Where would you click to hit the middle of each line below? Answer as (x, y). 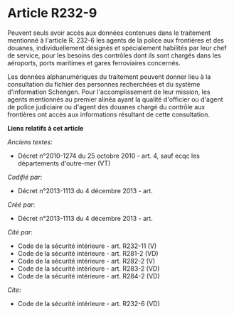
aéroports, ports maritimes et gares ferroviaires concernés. (94, 63)
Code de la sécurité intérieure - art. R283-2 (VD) (89, 269)
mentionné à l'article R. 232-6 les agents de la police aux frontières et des (116, 40)
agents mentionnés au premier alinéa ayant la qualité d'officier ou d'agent (115, 99)
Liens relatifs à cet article (46, 128)
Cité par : (20, 232)
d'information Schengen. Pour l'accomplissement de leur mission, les (109, 92)
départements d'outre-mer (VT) (64, 163)
